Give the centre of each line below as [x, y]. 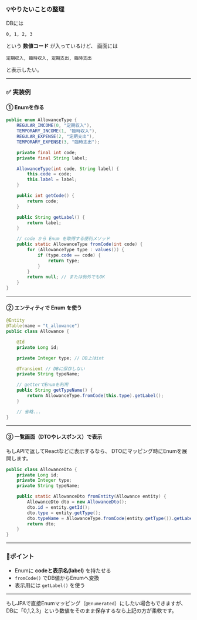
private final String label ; [52, 158]
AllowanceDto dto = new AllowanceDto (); [77, 502]
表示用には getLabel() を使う [50, 585]
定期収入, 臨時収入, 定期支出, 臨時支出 [49, 58]
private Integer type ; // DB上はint [60, 358]
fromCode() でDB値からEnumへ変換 [57, 578]
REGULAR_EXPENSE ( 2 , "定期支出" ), [56, 136]
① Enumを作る [25, 107]
